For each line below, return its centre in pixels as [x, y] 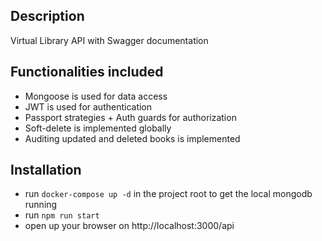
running [41, 205]
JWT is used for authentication [88, 106]
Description [47, 16]
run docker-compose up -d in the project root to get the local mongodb [168, 194]
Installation [46, 170]
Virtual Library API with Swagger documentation [109, 40]
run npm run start [62, 215]
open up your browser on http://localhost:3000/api [129, 226]
